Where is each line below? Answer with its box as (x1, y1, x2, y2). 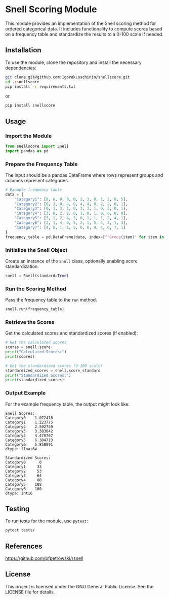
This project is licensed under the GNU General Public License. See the (5, 583, 154, 589)
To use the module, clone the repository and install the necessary (5, 59, 142, 65)
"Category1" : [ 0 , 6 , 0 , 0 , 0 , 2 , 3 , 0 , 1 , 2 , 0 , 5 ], (14, 196, 128, 202)
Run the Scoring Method (5, 285, 67, 292)
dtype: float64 (5, 446, 37, 451)
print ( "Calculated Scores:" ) (5, 349, 67, 354)
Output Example (5, 389, 46, 396)
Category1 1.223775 (5, 420, 53, 425)
